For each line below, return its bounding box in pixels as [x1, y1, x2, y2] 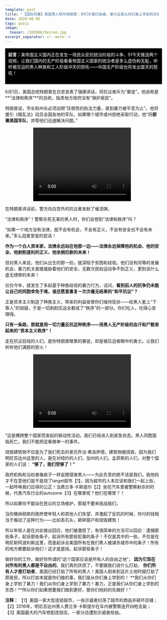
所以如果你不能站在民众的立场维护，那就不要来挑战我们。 [5, 500, 121, 506]
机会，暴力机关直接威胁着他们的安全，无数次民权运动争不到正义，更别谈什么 [5, 266, 159, 272]
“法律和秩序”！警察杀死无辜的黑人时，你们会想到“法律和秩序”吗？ [5, 216, 137, 222]
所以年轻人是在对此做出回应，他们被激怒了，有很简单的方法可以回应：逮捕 [5, 527, 155, 533]
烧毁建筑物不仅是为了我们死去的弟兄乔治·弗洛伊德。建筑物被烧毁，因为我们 [5, 449, 156, 455]
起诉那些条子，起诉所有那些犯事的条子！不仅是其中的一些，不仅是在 [21, 533, 159, 539]
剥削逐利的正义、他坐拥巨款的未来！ [18, 249, 91, 255]
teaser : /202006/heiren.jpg [9, 30, 67, 35]
